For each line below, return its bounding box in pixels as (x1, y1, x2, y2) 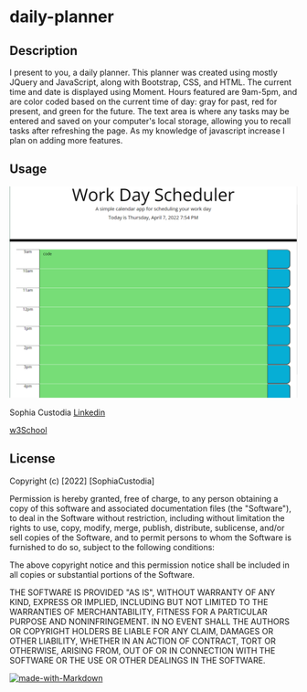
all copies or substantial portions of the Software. (9, 569, 195, 580)
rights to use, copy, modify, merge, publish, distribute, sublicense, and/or (9, 522, 285, 533)
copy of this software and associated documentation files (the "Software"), (9, 503, 292, 514)
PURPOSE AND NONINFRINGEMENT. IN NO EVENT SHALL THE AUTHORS (9, 615, 291, 627)
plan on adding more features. (9, 135, 123, 145)
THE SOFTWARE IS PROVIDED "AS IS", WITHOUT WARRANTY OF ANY (9, 587, 276, 598)
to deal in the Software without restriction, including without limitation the (9, 512, 285, 523)
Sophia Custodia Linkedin (9, 407, 106, 418)
